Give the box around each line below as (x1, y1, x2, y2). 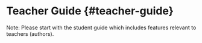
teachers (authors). (6, 30, 54, 37)
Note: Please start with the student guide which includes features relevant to (6, 24, 197, 31)
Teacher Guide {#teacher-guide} (6, 4, 174, 18)
